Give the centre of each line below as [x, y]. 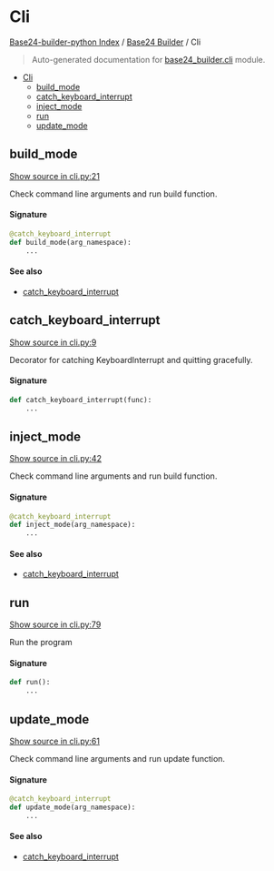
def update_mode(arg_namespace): [73, 807]
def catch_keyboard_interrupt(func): [81, 400]
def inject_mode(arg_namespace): [73, 525]
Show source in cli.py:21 [54, 176]
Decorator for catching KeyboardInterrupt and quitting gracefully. [131, 360]
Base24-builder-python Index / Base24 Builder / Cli [105, 42]
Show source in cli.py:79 [55, 624]
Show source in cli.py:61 [54, 741]
